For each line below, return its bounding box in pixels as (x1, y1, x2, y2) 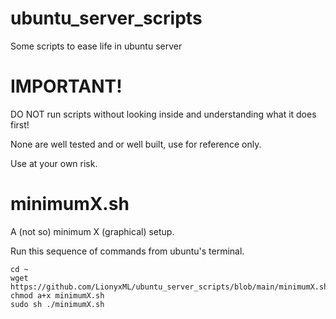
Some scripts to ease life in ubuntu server (10, 40, 183, 52)
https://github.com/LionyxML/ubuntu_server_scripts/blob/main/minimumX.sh (10, 282, 329, 292)
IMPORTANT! (10, 75, 123, 98)
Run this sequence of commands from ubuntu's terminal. (10, 245, 245, 257)
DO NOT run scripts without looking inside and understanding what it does (10, 108, 317, 120)
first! (10, 118, 30, 131)
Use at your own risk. (10, 157, 98, 169)
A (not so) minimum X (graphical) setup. (10, 225, 175, 237)
